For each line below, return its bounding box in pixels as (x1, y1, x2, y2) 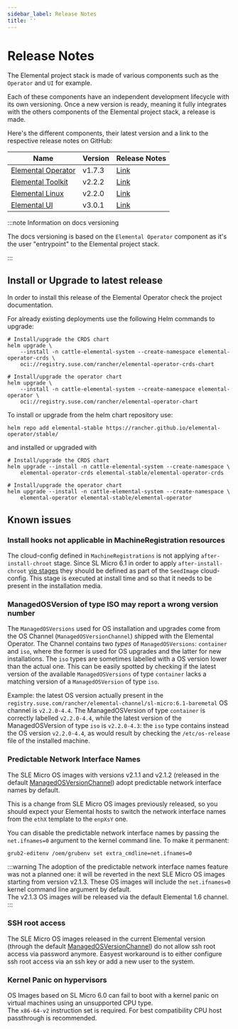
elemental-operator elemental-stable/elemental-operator (20, 494, 193, 502)
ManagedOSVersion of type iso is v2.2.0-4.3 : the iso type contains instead (7, 721, 229, 730)
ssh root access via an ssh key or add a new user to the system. (7, 957, 195, 966)
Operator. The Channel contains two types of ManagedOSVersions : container (7, 639, 227, 648)
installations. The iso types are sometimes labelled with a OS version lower (7, 654, 227, 663)
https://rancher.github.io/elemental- (105, 424, 221, 432)
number (7, 608, 36, 618)
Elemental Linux (11, 189, 64, 199)
